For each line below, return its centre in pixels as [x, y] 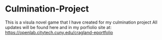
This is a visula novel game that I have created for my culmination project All [81, 22]
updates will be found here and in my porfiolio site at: [58, 27]
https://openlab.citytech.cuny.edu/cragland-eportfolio [59, 32]
